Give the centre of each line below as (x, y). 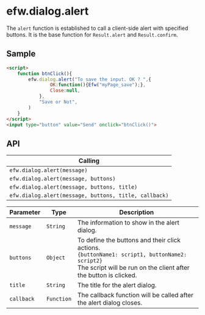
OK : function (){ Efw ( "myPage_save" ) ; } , (98, 85)
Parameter (25, 212)
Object (56, 258)
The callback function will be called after (135, 295)
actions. (89, 248)
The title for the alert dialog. (117, 285)
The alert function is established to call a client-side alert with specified (97, 28)
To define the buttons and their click (129, 241)
